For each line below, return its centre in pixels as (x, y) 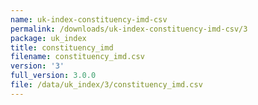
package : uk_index (48, 38)
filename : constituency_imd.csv (77, 57)
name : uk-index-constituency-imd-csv (89, 19)
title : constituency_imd (62, 47)
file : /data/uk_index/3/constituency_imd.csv (106, 85)
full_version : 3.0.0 (53, 76)
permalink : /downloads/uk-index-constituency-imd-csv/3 (129, 29)
